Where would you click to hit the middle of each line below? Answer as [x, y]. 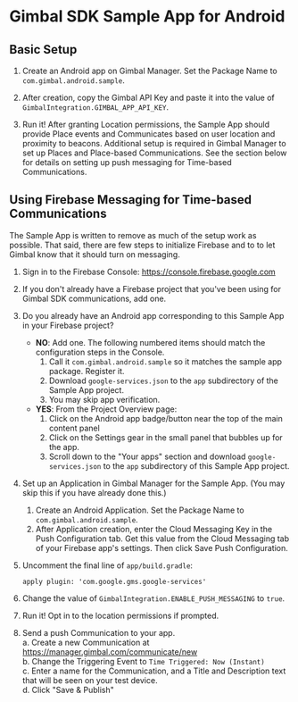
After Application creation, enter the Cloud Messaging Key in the [154, 529]
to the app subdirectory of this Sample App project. [196, 465]
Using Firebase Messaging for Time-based [131, 200]
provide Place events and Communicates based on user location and [149, 134]
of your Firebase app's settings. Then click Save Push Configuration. [161, 547]
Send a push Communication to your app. [99, 632]
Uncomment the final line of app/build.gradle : [108, 565]
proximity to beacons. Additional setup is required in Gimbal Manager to [154, 143]
